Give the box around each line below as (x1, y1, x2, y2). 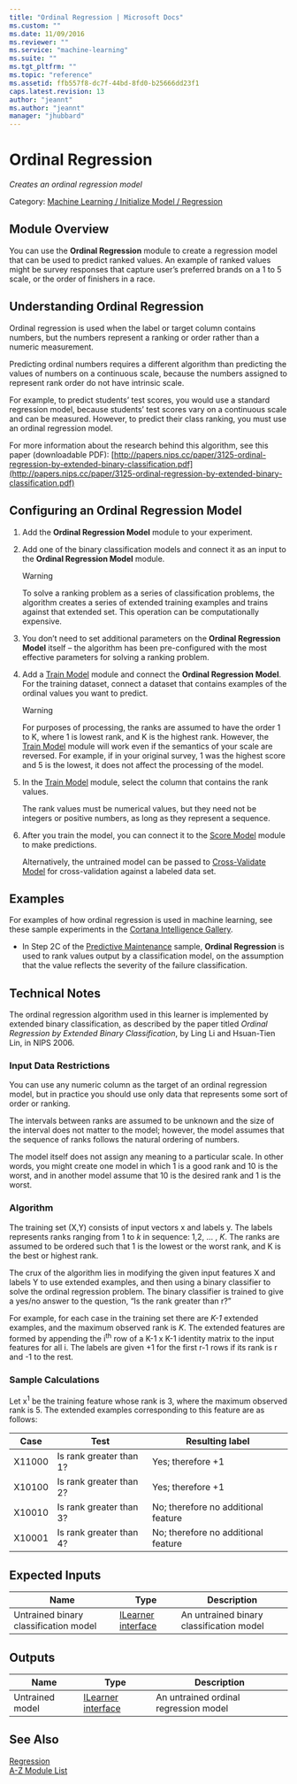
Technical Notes (9, 986, 102, 1001)
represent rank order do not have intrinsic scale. (9, 377, 185, 388)
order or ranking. (9, 1098, 71, 1109)
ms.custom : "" (9, 21, 62, 30)
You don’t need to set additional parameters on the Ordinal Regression (21, 633, 281, 643)
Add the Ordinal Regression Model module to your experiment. (21, 527, 254, 537)
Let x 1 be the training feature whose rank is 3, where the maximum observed (9, 1394, 287, 1406)
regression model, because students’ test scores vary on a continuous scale (9, 404, 287, 414)
